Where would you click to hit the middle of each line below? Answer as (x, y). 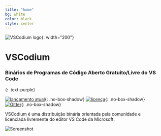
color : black (18, 19)
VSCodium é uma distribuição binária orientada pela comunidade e (73, 114)
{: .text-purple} (20, 90)
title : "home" (20, 10)
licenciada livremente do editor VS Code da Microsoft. (60, 119)
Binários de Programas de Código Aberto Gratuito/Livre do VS (80, 73)
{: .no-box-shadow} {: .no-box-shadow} (95, 99)
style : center (20, 23)
